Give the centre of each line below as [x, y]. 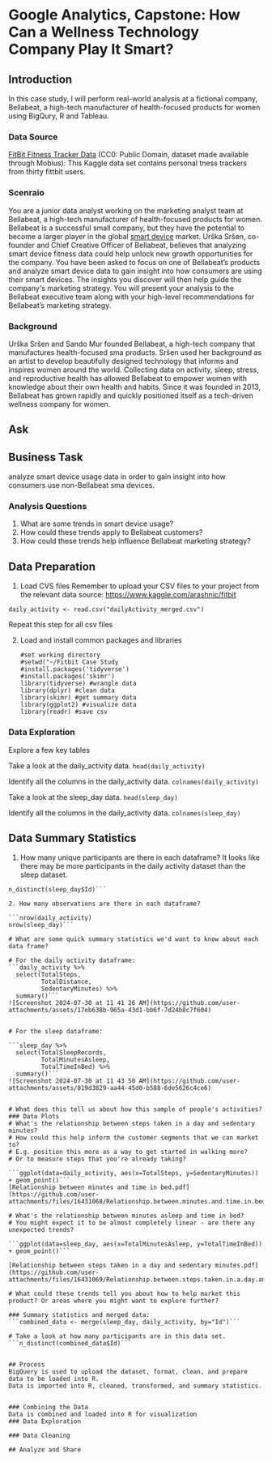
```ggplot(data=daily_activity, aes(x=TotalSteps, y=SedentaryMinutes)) [134, 1173]
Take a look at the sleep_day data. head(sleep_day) [93, 797]
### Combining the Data [49, 1408]
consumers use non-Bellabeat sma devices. [82, 485]
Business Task [46, 457]
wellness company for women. [59, 404]
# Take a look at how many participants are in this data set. [117, 1336]
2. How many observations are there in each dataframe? [104, 904]
